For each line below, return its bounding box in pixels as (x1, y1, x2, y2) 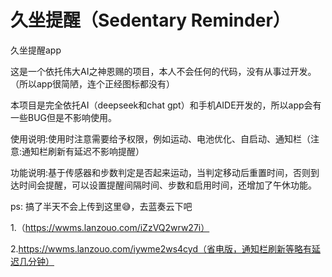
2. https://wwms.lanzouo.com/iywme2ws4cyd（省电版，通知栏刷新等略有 (10, 242, 313, 255)
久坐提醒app (10, 44, 62, 56)
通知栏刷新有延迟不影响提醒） (21, 145, 145, 157)
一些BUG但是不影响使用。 (10, 111, 118, 123)
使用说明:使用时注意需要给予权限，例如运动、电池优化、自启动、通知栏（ (10, 132, 312, 145)
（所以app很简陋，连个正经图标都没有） (10, 77, 176, 90)
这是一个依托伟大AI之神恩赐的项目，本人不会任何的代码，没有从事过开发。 (10, 65, 317, 77)
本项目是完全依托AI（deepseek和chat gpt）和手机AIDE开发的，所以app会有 (10, 99, 322, 111)
